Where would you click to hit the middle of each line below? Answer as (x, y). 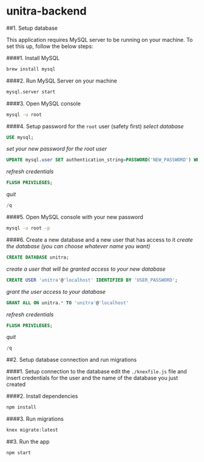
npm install (21, 407)
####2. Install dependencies (42, 396)
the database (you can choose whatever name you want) (78, 246)
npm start (19, 453)
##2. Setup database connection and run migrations (72, 360)
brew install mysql (31, 69)
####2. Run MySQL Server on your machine (62, 81)
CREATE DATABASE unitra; (38, 257)
